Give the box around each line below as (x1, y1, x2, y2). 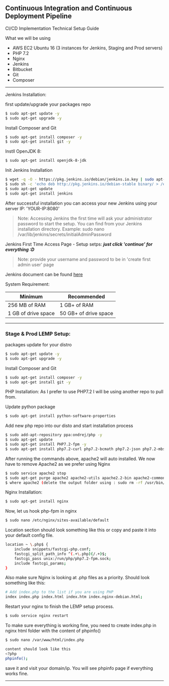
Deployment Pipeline (5, 12, 72, 21)
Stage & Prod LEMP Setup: (5, 330, 71, 337)
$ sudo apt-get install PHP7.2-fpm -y (5, 442, 87, 447)
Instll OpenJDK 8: (5, 148, 42, 154)
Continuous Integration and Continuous (5, 4, 132, 13)
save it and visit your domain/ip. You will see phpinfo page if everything (5, 665, 153, 671)
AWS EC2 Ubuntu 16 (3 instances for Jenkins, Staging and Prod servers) (12, 45, 163, 51)
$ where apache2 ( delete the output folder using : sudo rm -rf (5, 480, 143, 485)
